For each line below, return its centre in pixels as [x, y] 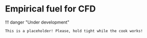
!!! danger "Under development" [37, 22]
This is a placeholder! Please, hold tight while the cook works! [74, 31]
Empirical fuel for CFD [51, 9]
